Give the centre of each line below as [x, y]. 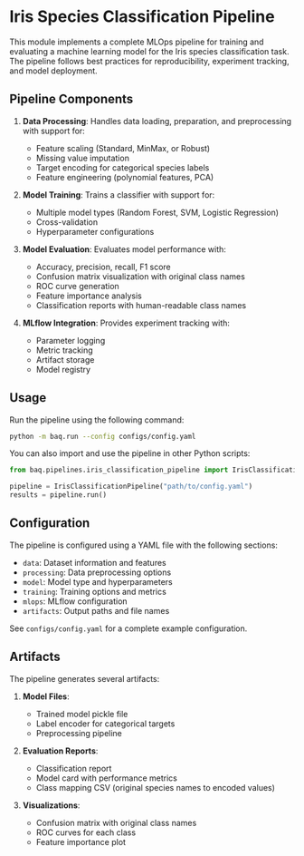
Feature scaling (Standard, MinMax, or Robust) [123, 148]
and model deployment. [53, 71]
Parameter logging [71, 340]
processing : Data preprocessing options [97, 572]
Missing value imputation [82, 158]
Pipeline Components [71, 99]
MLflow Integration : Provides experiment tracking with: [126, 323]
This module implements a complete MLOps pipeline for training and [137, 42]
